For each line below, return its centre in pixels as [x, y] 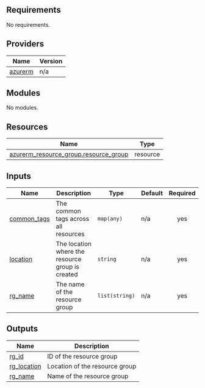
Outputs [22, 329]
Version [51, 61]
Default [152, 193]
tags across [73, 219]
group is [67, 267]
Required [182, 193]
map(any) [110, 219]
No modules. [22, 108]
